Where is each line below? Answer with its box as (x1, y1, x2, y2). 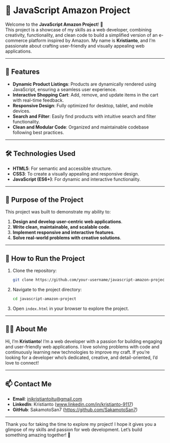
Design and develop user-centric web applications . (12, 218, 122, 225)
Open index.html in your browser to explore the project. (12, 305, 129, 312)
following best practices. (12, 129, 64, 136)
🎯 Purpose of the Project (5, 195, 83, 204)
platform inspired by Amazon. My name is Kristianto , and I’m (28, 37, 156, 43)
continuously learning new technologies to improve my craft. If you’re (5, 349, 150, 355)
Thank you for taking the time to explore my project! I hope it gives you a (5, 421, 157, 427)
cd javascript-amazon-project (12, 296, 77, 301)
